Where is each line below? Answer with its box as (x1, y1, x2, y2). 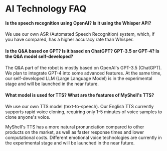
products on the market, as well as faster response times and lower (5, 129, 144, 135)
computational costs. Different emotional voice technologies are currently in (5, 134, 162, 140)
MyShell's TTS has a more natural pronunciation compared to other (5, 124, 144, 130)
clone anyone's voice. (5, 114, 51, 120)
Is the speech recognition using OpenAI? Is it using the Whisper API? (5, 20, 151, 26)
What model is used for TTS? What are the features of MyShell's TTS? (5, 92, 154, 98)
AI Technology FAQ (5, 3, 87, 15)
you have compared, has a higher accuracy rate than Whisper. (5, 36, 134, 43)
